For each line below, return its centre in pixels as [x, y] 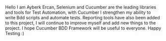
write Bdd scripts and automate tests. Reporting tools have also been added [83, 18]
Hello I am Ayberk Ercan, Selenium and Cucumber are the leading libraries [81, 7]
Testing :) [15, 33]
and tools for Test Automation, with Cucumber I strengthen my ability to [78, 12]
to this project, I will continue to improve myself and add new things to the [81, 23]
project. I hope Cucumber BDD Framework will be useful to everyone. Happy [83, 28]
